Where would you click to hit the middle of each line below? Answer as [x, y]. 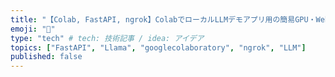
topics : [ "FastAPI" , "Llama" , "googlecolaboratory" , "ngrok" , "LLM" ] [158, 47]
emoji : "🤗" [33, 29]
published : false [46, 57]
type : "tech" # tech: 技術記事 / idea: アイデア [107, 38]
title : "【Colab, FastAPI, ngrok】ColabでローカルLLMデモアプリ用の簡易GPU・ [163, 19]
